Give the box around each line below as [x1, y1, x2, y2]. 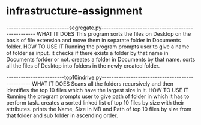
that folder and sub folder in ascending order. [6, 112, 118, 119]
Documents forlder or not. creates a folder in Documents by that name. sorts [6, 56, 196, 63]
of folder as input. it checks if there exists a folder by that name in [6, 49, 169, 56]
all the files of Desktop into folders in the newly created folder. [6, 62, 160, 69]
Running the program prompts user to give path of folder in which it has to [6, 93, 190, 100]
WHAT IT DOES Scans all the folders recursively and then [32, 80, 174, 87]
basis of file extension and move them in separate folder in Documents [6, 36, 181, 44]
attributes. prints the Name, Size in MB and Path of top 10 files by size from [6, 105, 192, 112]
